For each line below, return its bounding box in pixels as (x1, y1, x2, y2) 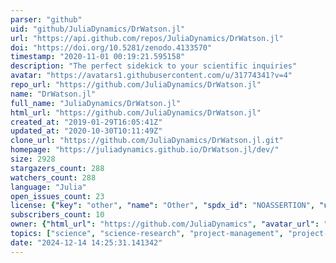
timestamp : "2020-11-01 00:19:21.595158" (10, 52, 186, 62)
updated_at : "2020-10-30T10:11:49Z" (10, 126, 163, 136)
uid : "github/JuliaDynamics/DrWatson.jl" (10, 24, 186, 34)
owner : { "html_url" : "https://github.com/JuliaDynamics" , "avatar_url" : (10, 219, 320, 230)
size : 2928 (10, 154, 56, 164)
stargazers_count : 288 (10, 163, 105, 173)
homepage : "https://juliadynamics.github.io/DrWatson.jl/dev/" (10, 145, 280, 155)
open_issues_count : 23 (10, 191, 105, 201)
